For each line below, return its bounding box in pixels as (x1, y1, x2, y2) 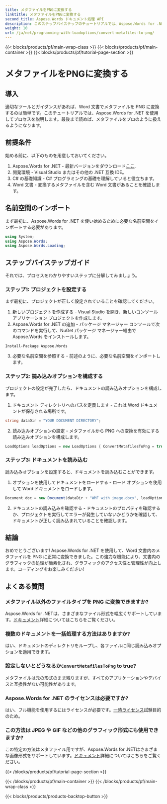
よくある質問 (5, 582, 45, 591)
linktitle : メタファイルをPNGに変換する (5, 12, 81, 17)
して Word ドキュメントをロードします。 (12, 485, 95, 491)
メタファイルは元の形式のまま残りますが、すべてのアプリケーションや (5, 675, 148, 681)
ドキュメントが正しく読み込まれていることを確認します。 (12, 518, 130, 524)
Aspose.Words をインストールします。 (12, 334, 91, 340)
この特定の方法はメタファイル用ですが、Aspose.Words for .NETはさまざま (5, 746, 158, 752)
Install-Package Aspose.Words (5, 344, 68, 349)
